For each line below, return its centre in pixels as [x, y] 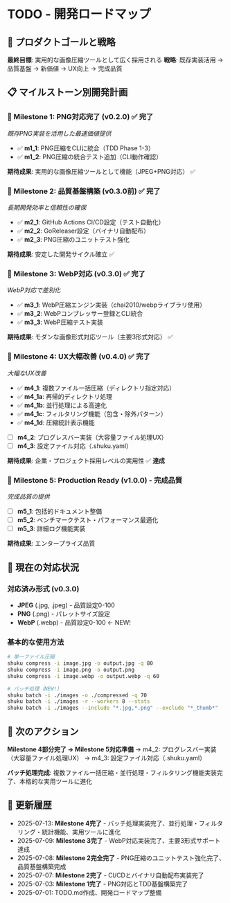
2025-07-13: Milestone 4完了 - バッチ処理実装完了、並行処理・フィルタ [120, 823]
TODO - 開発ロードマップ [79, 14]
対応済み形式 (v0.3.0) [43, 589]
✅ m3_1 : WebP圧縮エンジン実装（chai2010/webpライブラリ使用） [112, 305]
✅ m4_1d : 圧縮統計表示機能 [56, 422]
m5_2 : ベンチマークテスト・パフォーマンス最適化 [88, 520]
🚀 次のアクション [43, 731]
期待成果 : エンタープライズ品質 [51, 544]
